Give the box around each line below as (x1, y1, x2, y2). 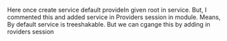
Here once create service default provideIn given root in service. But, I (7, 6, 207, 14)
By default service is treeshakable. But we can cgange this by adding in (7, 20, 210, 28)
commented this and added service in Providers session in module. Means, (7, 13, 221, 21)
